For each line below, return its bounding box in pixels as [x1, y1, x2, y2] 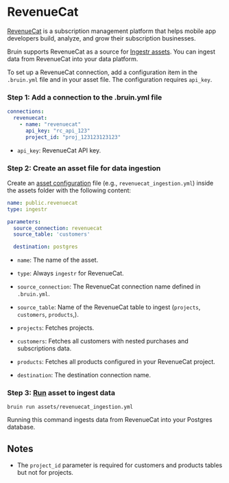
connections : [7, 108, 45, 115]
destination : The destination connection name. [16, 371, 151, 379]
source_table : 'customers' [13, 231, 91, 238]
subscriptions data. [16, 344, 72, 352]
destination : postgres [13, 243, 78, 251]
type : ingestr [7, 205, 48, 213]
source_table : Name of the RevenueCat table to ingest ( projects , [16, 303, 201, 311]
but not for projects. [16, 469, 74, 477]
